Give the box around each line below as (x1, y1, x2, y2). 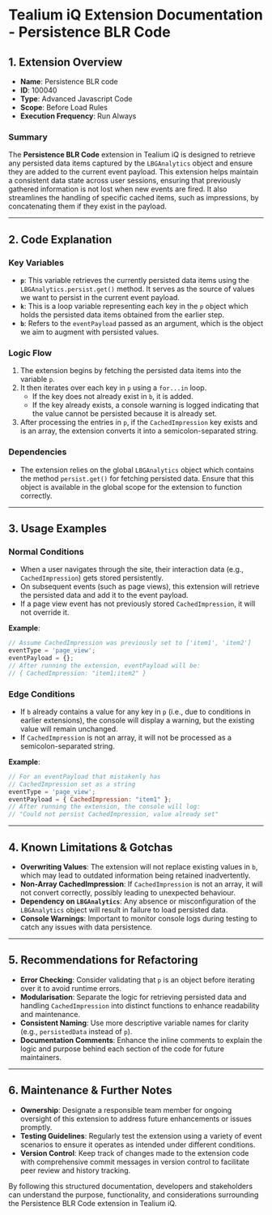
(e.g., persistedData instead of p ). (19, 1026, 133, 1036)
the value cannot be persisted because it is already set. (32, 409, 217, 419)
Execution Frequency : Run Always (19, 111, 137, 121)
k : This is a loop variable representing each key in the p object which (19, 301, 249, 311)
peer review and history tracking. (19, 1166, 131, 1175)
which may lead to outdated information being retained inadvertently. (19, 870, 251, 880)
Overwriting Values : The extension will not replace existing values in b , (19, 862, 258, 871)
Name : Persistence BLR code (19, 77, 119, 86)
